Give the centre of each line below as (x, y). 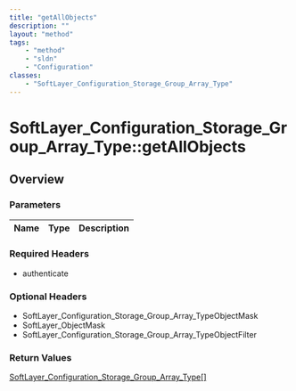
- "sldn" (41, 59)
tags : (19, 42)
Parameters (35, 205)
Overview (37, 179)
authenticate (45, 273)
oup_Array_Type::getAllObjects (128, 147)
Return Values (41, 358)
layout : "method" (41, 34)
